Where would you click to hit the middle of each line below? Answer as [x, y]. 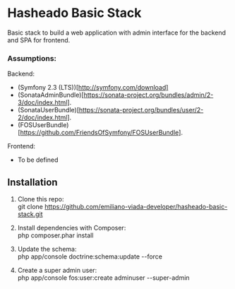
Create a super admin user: [57, 271]
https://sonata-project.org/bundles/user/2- [141, 110]
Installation [32, 182]
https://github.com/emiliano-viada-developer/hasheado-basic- [136, 207]
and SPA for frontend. [39, 40]
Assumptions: [32, 58]
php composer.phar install [55, 235]
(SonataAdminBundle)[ [50, 95]
